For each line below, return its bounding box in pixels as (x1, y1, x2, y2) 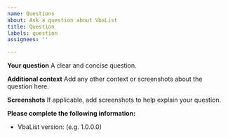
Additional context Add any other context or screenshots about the (7, 75, 203, 84)
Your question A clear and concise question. (7, 61, 137, 70)
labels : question (7, 29, 58, 37)
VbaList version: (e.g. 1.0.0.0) (17, 123, 102, 131)
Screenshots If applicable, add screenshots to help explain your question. (7, 95, 222, 105)
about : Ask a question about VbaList (7, 17, 118, 24)
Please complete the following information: (7, 109, 136, 118)
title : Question (7, 23, 55, 30)
